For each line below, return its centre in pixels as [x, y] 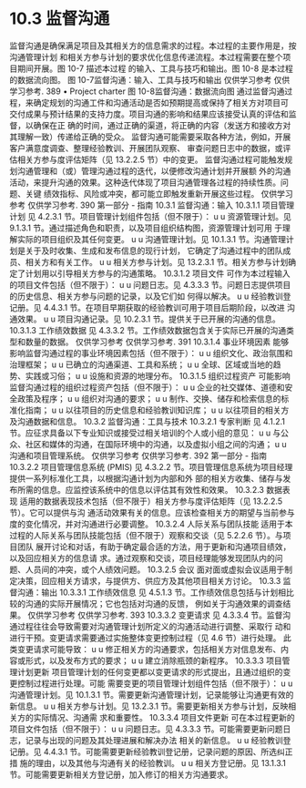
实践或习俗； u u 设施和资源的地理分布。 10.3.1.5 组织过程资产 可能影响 [158, 375]
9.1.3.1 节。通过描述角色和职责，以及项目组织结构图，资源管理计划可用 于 [146, 228]
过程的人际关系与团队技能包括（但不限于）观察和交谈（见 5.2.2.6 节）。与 [147, 535]
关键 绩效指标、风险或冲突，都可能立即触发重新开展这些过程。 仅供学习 [159, 193]
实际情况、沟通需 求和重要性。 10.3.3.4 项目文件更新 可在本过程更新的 [164, 717]
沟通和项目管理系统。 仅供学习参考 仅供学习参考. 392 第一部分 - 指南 [138, 455]
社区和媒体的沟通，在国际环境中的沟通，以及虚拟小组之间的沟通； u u [156, 444]
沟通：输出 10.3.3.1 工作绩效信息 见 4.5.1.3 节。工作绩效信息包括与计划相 [152, 592]
